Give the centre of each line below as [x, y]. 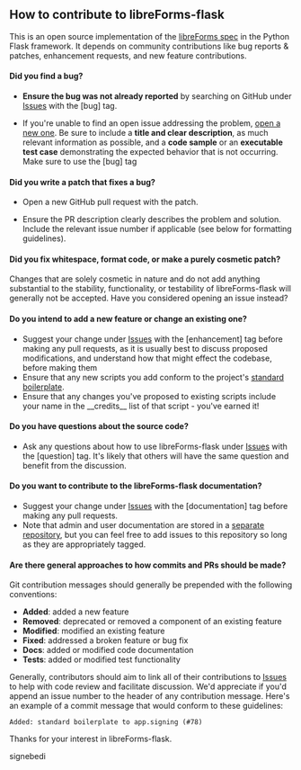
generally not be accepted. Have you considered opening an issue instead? [149, 298]
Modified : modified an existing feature [93, 631]
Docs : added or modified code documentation [108, 650]
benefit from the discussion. [75, 465]
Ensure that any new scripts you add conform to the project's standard [153, 377]
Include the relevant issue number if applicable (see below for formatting [157, 229]
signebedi [28, 757]
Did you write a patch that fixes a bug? [82, 182]
